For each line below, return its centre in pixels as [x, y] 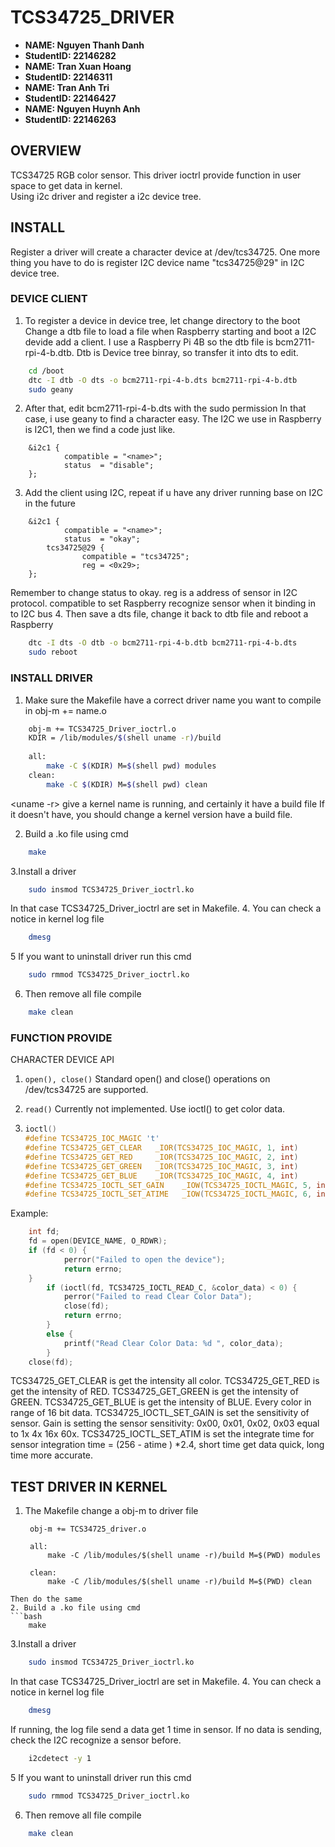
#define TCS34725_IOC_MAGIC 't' [92, 1139]
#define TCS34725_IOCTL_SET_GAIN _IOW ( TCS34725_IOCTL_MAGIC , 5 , [168, 1185]
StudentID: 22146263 [70, 119]
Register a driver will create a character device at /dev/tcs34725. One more [165, 252]
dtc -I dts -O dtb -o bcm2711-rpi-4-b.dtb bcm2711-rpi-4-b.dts [163, 643]
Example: [29, 1213]
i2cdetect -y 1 [60, 1759]
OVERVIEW [46, 151]
